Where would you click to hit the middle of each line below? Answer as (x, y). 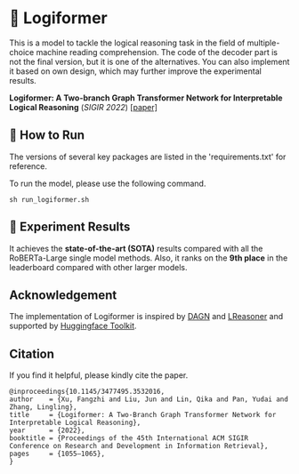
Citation (32, 353)
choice (22, 52)
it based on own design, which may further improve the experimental (136, 71)
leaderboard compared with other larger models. (98, 267)
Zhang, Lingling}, (43, 407)
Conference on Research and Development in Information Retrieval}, (139, 446)
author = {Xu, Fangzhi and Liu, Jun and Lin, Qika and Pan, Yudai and (149, 399)
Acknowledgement (63, 295)
